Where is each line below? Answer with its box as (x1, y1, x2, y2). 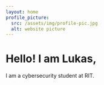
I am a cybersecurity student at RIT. (5, 72, 95, 80)
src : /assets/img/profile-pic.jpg (11, 20, 98, 26)
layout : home (5, 8, 39, 15)
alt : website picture (11, 25, 66, 32)
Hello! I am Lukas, (5, 52, 97, 66)
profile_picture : (5, 15, 50, 21)
